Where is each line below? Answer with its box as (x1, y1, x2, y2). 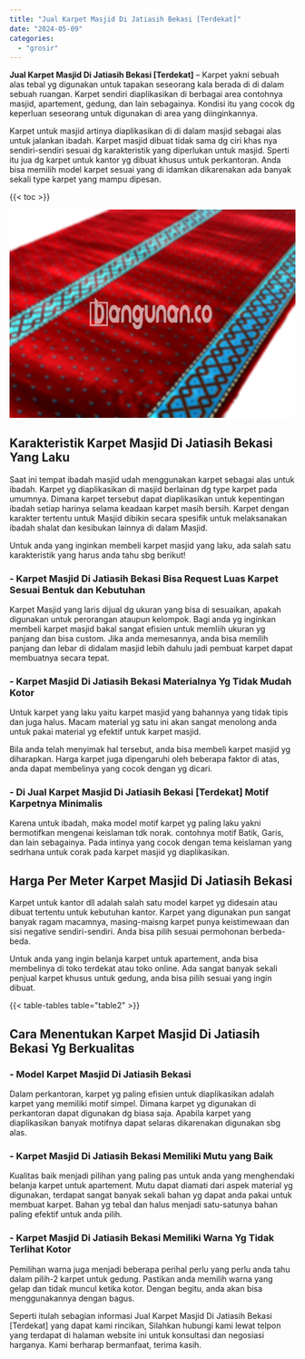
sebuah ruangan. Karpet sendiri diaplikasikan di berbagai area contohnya (9, 89, 283, 100)
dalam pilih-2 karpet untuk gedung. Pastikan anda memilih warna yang (9, 1273, 273, 1285)
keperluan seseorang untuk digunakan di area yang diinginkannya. (9, 108, 259, 119)
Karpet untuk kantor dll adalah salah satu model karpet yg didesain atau (9, 898, 279, 908)
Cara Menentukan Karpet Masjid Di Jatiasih (9, 1027, 261, 1042)
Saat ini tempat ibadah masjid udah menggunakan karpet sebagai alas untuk (9, 473, 295, 485)
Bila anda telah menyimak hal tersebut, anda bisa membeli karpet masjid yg (9, 744, 291, 755)
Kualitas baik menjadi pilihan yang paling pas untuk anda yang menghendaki (9, 1170, 295, 1181)
